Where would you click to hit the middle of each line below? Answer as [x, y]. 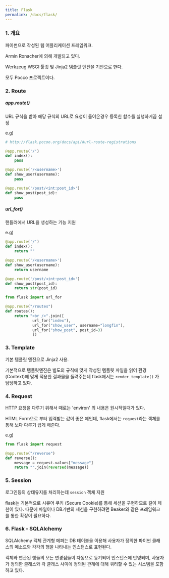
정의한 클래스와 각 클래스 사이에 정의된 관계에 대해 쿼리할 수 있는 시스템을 [82, 564]
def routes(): [20, 312]
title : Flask [19, 10]
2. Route [16, 91]
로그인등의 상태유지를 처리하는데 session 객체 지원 [55, 492]
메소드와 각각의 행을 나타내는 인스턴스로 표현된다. [63, 547]
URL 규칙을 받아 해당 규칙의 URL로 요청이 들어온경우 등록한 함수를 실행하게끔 [81, 116]
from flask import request [34, 444]
